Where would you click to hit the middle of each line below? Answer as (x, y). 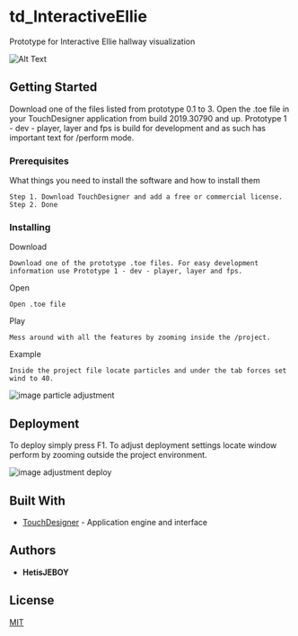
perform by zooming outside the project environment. (109, 455)
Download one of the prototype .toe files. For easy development (134, 264)
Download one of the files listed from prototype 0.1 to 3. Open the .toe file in (149, 109)
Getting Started (53, 87)
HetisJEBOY (45, 572)
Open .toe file (38, 305)
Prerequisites (39, 161)
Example (26, 354)
